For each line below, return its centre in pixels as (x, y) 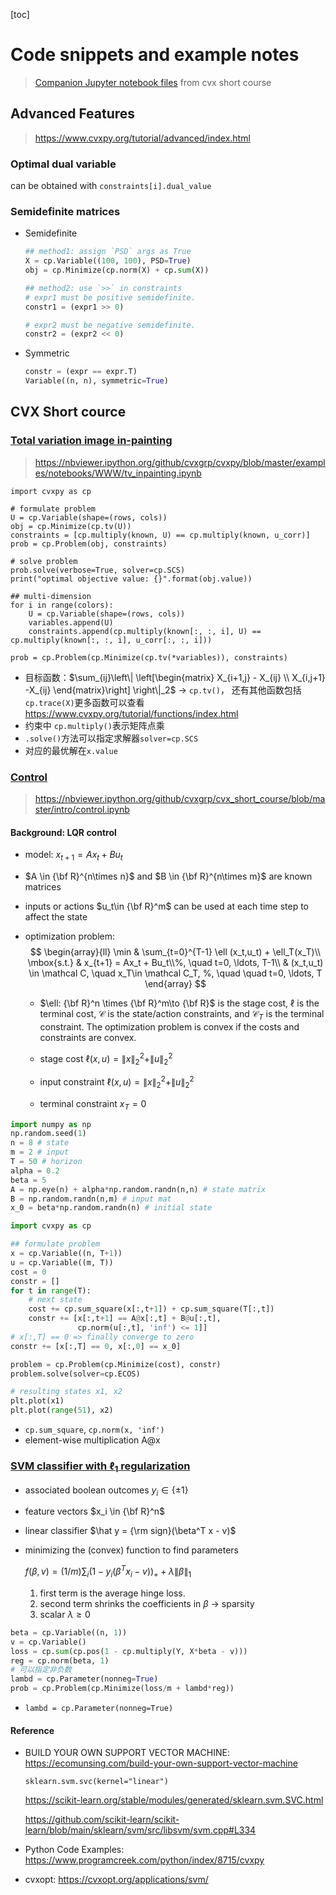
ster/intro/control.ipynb (82, 810)
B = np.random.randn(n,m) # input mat (91, 1199)
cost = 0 (28, 1272)
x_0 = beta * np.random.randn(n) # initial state (111, 1208)
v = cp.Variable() (48, 1642)
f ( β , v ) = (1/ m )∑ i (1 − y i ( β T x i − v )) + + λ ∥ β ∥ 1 (108, 1571)
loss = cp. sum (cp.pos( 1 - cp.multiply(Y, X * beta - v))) (129, 1651)
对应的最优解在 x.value (71, 750)
